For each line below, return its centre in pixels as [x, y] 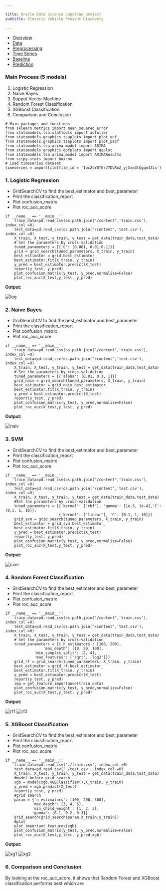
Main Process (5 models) [36, 77]
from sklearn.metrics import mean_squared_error [57, 128]
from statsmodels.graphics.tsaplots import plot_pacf [62, 141]
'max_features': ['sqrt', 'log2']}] [72, 657]
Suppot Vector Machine [37, 99]
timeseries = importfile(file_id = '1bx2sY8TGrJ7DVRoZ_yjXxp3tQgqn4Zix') [83, 168]
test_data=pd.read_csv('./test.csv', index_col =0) [69, 769]
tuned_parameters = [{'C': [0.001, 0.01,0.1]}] [64, 247]
